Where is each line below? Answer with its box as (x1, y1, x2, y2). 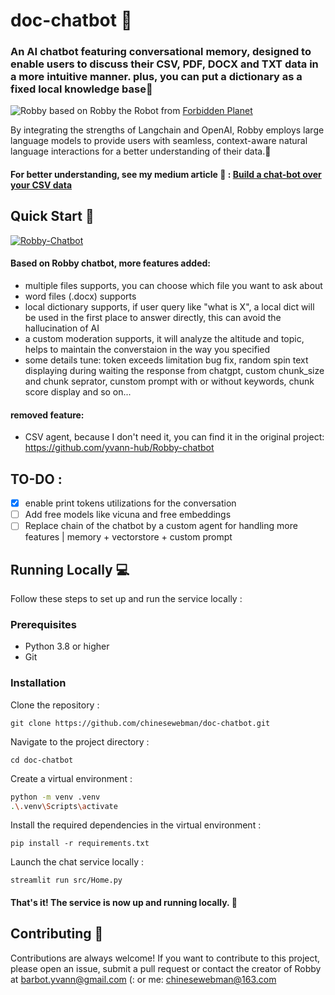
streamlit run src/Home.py (10, 875, 123, 886)
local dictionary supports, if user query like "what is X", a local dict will (24, 301, 315, 313)
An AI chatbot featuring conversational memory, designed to (10, 45, 312, 59)
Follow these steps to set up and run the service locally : (10, 593, 243, 605)
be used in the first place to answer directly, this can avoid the (24, 312, 282, 324)
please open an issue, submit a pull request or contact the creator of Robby (10, 962, 322, 974)
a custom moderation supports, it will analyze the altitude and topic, (24, 333, 305, 345)
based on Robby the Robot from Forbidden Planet (48, 105, 253, 117)
